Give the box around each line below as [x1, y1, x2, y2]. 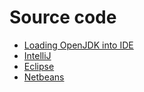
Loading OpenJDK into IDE [23, 39, 134, 51]
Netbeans [23, 71, 65, 83]
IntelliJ [23, 49, 52, 61]
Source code [9, 6, 117, 29]
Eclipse [23, 60, 55, 72]
